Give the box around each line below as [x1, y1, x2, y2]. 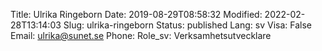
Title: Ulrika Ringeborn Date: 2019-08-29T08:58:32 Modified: [10, 9, 263, 20]
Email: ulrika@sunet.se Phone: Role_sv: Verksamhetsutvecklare [10, 30, 272, 41]
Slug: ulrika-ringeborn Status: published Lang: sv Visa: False [63, 19, 312, 31]
